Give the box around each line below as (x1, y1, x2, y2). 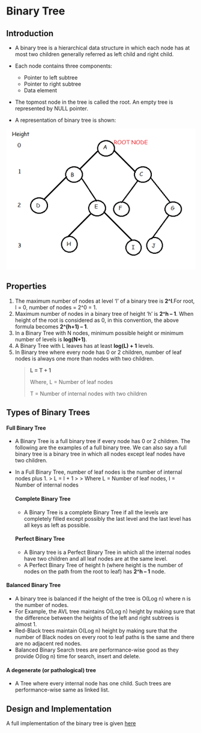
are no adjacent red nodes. (14, 640, 82, 647)
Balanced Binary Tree (6, 582, 61, 589)
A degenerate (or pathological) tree (6, 666, 97, 673)
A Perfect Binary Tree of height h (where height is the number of (23, 561, 183, 568)
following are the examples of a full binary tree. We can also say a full (14, 444, 187, 451)
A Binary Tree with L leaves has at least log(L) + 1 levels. (14, 342, 155, 349)
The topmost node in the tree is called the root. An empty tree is (14, 98, 173, 105)
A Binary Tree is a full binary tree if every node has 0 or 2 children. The (14, 438, 191, 445)
